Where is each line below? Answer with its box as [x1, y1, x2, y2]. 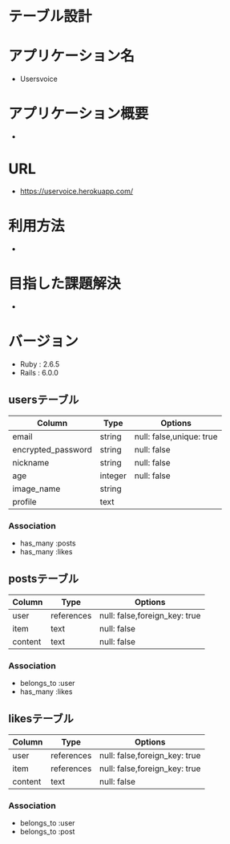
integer [99, 470, 127, 481]
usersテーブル [8, 393, 79, 407]
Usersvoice [19, 74, 58, 84]
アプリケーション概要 [8, 105, 149, 123]
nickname [12, 456, 50, 468]
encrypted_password [12, 444, 92, 455]
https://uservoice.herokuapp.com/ [19, 186, 134, 196]
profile [12, 496, 38, 507]
